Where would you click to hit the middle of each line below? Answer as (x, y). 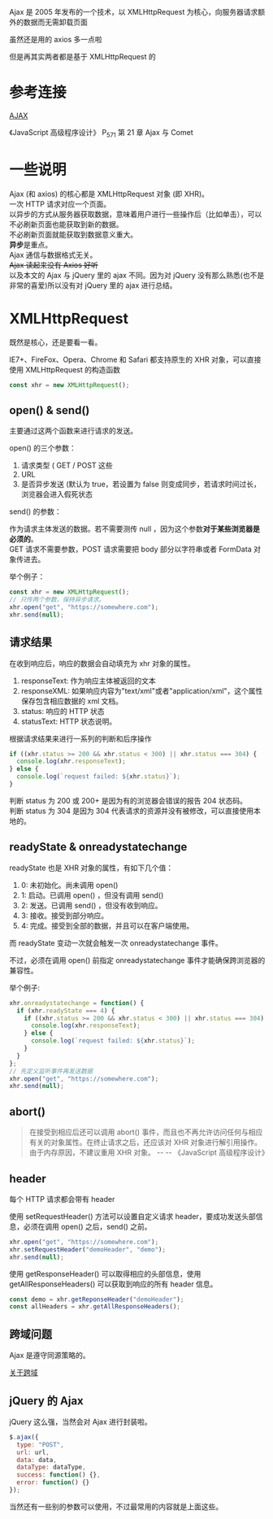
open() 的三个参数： (43, 448)
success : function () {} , (58, 1475)
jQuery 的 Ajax (46, 1401)
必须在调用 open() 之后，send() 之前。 (88, 1226)
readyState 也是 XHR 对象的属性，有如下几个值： (91, 868)
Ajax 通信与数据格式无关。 (53, 255)
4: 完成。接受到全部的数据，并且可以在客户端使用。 (107, 925)
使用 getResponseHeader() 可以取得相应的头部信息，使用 (105, 1273)
